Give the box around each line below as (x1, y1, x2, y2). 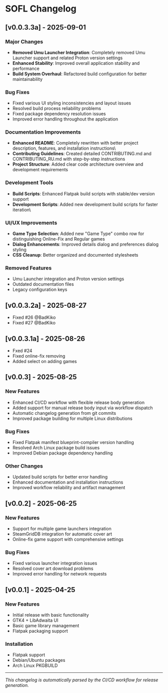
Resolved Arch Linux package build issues (12, 444, 100, 450)
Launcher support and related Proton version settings (12, 55, 123, 61)
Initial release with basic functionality (12, 612, 89, 618)
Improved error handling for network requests (12, 571, 107, 577)
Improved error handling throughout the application (12, 116, 118, 122)
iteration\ (12, 206, 31, 212)
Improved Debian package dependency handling (12, 450, 113, 456)
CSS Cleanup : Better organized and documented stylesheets (12, 252, 138, 258)
